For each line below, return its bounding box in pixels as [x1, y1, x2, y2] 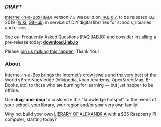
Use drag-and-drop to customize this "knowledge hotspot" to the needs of [5, 96, 156, 102]
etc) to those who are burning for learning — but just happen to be [20, 82, 154, 88]
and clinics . [5, 25, 29, 31]
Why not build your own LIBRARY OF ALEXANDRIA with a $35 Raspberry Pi [5, 111, 156, 117]
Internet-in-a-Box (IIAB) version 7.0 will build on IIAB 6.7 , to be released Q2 [5, 15, 155, 20]
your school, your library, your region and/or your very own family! [5, 102, 139, 108]
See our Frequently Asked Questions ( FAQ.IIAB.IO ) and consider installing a [5, 34, 156, 40]
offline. [5, 87, 20, 93]
